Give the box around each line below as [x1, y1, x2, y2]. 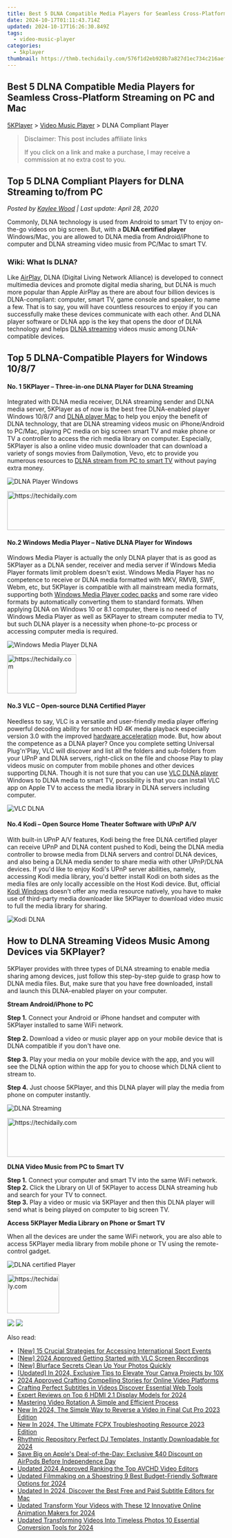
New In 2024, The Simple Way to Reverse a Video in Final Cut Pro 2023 [17, 1405, 221, 1414]
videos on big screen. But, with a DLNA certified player [28, 225, 186, 234]
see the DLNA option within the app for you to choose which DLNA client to [7, 1062, 222, 1071]
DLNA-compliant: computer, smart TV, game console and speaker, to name [7, 295, 220, 304]
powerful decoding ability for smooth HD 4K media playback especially [7, 724, 210, 733]
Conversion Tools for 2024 [17, 1523, 94, 1532]
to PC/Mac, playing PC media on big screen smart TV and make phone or [7, 427, 216, 435]
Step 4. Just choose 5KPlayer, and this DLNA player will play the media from [7, 1083, 224, 1092]
